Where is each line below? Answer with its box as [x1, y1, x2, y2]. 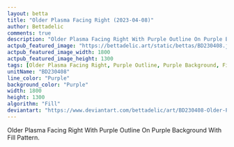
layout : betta [7, 10, 49, 17]
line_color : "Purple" [7, 74, 70, 82]
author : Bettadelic [7, 23, 64, 30]
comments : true [7, 29, 52, 37]
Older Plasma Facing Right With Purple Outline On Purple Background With [7, 126, 222, 134]
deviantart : [7, 107, 42, 114]
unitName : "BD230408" [7, 68, 70, 75]
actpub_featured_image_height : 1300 [7, 55, 114, 62]
